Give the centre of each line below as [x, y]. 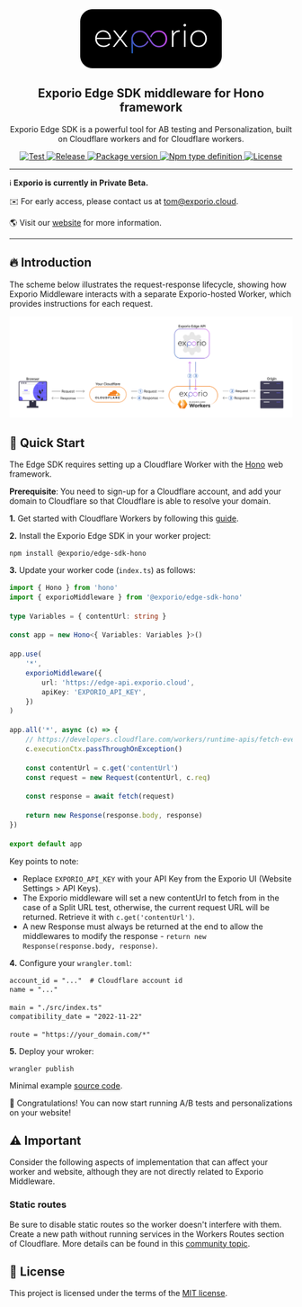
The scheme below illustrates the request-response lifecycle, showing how [148, 284]
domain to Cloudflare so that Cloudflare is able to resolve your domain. [140, 501]
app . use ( [26, 654]
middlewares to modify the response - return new [114, 935]
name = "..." [34, 989]
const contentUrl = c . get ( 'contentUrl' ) [102, 768]
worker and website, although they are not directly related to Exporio [136, 1172]
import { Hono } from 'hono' [64, 588]
